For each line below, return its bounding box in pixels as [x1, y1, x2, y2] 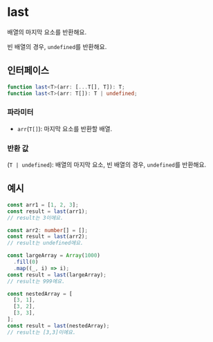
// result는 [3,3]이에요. [7, 329, 76, 336]
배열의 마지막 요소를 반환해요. [7, 28, 87, 36]
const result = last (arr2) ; [7, 233, 89, 240]
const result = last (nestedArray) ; [7, 322, 110, 329]
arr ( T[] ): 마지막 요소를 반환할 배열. [17, 124, 113, 133]
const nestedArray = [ [7, 290, 73, 297]
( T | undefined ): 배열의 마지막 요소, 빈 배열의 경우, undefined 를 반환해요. [7, 160, 207, 169]
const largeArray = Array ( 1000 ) [7, 252, 100, 259]
